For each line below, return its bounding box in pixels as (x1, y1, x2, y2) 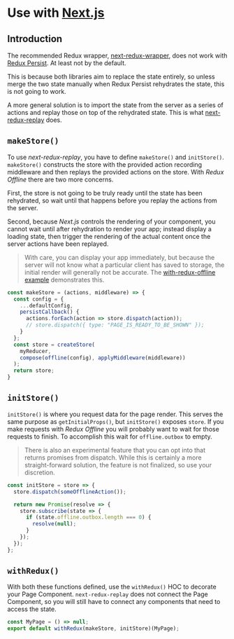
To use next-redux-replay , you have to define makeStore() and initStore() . (7, 153, 225, 161)
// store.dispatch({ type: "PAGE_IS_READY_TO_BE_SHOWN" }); (25, 322, 205, 329)
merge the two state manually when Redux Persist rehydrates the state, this (7, 80, 225, 88)
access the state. (7, 605, 57, 614)
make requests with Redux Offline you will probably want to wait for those (7, 425, 220, 433)
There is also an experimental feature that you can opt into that (24, 446, 206, 454)
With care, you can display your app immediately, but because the (24, 253, 215, 261)
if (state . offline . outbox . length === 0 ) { (25, 514, 152, 521)
